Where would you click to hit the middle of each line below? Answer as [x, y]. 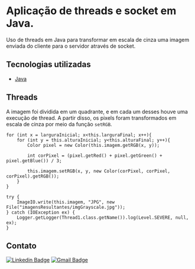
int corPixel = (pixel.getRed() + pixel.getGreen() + [95, 155]
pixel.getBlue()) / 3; [34, 160]
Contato [21, 246]
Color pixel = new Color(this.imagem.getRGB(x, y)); [94, 145]
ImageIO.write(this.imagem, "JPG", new [66, 202]
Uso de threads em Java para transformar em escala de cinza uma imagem [98, 40]
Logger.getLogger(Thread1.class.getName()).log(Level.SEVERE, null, [103, 217]
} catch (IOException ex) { [41, 212]
